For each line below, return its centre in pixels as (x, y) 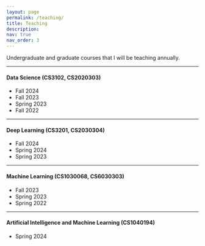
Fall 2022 (27, 110)
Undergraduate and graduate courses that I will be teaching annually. (93, 58)
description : (23, 29)
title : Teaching (27, 23)
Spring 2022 (31, 203)
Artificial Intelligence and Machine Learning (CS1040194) (81, 223)
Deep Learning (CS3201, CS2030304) (56, 130)
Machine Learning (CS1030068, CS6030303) (65, 176)
